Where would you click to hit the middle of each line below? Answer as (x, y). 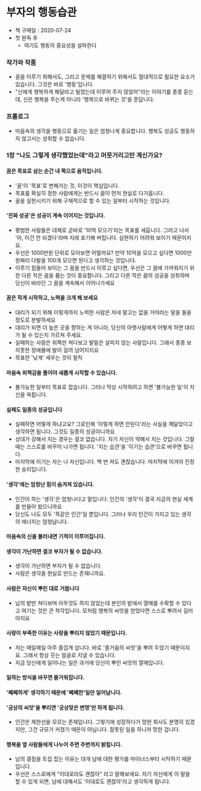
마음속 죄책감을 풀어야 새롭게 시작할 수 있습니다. (62, 372)
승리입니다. (35, 469)
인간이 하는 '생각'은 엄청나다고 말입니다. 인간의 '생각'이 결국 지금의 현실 (98, 499)
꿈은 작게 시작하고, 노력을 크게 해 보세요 (52, 298)
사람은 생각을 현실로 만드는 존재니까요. (60, 573)
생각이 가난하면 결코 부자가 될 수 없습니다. (55, 551)
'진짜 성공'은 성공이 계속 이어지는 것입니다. (56, 215)
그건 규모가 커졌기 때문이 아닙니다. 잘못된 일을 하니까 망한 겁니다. (104, 729)
